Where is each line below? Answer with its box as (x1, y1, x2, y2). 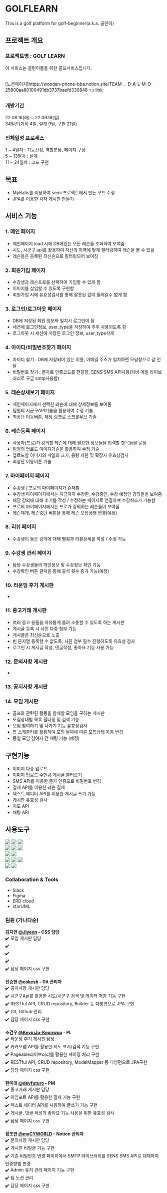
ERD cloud (12, 898, 34, 904)
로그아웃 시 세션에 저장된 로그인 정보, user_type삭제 (12, 330, 114, 336)
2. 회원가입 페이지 (5, 266, 46, 273)
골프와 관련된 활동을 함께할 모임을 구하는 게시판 (12, 710, 105, 716)
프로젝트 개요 (5, 36, 43, 45)
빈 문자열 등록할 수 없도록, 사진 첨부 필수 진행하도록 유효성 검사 (12, 638, 135, 644)
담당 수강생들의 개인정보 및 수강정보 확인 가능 (12, 562, 101, 568)
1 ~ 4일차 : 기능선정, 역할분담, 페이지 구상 (5, 147, 86, 153)
